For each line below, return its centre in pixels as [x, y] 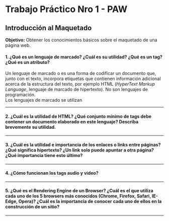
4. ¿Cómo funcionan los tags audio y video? [52, 173]
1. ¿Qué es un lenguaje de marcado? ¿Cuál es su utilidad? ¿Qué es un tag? [84, 57]
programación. [20, 95]
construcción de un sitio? [32, 207]
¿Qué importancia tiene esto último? [44, 155]
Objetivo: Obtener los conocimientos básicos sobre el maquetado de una [81, 40]
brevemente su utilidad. [31, 127]
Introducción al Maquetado [49, 28]
